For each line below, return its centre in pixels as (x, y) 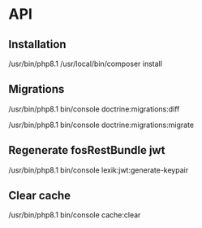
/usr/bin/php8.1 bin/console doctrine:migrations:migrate (101, 125)
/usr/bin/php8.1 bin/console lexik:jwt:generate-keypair (99, 170)
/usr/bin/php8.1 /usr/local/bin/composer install (85, 64)
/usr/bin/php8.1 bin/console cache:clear (75, 215)
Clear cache (40, 196)
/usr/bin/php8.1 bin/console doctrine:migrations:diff (94, 109)
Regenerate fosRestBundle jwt (87, 150)
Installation (37, 44)
